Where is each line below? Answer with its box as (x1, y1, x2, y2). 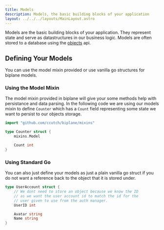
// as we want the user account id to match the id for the (14, 193, 139, 198)
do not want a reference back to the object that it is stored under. (5, 175, 136, 181)
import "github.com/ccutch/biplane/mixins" (5, 121, 95, 125)
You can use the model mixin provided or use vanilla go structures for (5, 67, 145, 73)
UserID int (14, 203, 36, 208)
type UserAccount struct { (5, 185, 60, 189)
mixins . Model (14, 134, 41, 139)
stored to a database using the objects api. (5, 40, 91, 46)
